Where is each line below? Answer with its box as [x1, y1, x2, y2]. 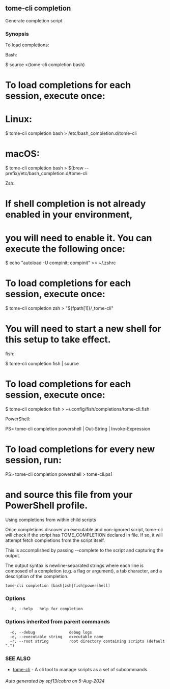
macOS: [5, 148, 40, 160]
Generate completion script [5, 17, 63, 23]
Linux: [5, 113, 32, 125]
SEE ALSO [5, 655, 31, 662]
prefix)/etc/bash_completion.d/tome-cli [5, 170, 88, 177]
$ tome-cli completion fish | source [5, 361, 79, 367]
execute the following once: [5, 243, 126, 254]
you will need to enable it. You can [5, 232, 152, 244]
